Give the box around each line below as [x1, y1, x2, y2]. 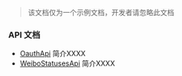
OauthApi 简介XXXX [19, 49, 86, 59]
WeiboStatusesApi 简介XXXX [19, 59, 115, 68]
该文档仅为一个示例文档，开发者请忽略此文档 [27, 8, 175, 17]
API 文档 [8, 29, 41, 40]
